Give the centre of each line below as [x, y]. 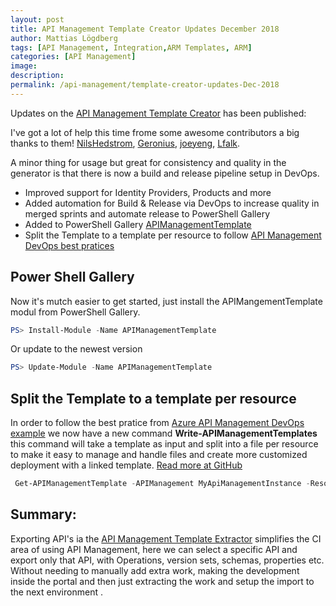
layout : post [37, 19]
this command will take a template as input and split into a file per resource [164, 444]
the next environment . [56, 592]
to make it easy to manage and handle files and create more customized [159, 455]
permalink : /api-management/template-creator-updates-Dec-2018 [145, 85]
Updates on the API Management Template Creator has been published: [158, 113]
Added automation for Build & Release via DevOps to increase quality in [172, 203]
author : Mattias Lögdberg [64, 38]
